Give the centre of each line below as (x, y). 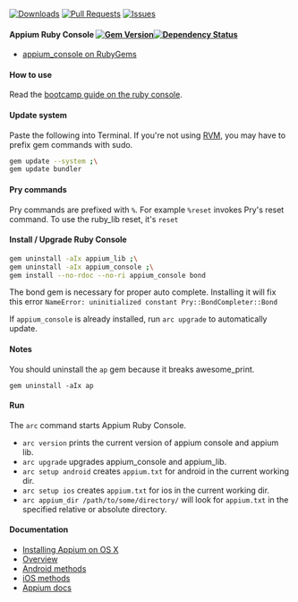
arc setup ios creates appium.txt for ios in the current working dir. (146, 490)
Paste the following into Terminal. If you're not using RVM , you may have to (148, 135)
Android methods (54, 568)
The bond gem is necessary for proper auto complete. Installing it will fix (143, 292)
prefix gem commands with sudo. (71, 144)
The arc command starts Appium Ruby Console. (98, 425)
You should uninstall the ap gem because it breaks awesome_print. (132, 369)
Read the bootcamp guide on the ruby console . (96, 95)
